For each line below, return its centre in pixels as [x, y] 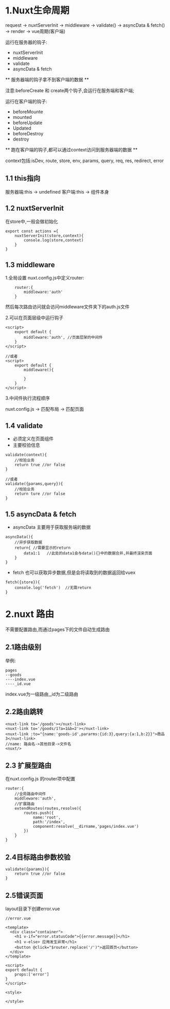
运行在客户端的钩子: [26, 101]
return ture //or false [40, 494]
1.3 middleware [30, 265]
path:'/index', [49, 822]
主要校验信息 [26, 445]
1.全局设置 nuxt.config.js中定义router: [45, 278]
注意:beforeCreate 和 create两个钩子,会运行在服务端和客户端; [70, 90]
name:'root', [46, 817]
